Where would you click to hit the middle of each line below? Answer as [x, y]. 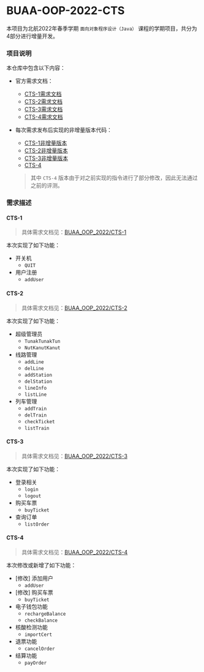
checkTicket [40, 421]
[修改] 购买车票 [34, 592]
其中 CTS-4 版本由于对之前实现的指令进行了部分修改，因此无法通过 [114, 178]
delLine [34, 368]
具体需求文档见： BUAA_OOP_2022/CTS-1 [74, 232]
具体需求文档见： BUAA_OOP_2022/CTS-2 [74, 308]
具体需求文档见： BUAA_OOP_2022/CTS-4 [74, 552]
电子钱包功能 [31, 606]
